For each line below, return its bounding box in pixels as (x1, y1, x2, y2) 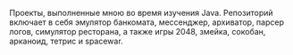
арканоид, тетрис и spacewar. (9, 35, 123, 46)
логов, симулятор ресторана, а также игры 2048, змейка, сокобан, (9, 27, 266, 36)
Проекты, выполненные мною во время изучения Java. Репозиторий (9, 8, 274, 18)
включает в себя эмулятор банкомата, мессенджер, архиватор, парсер (9, 17, 284, 27)
